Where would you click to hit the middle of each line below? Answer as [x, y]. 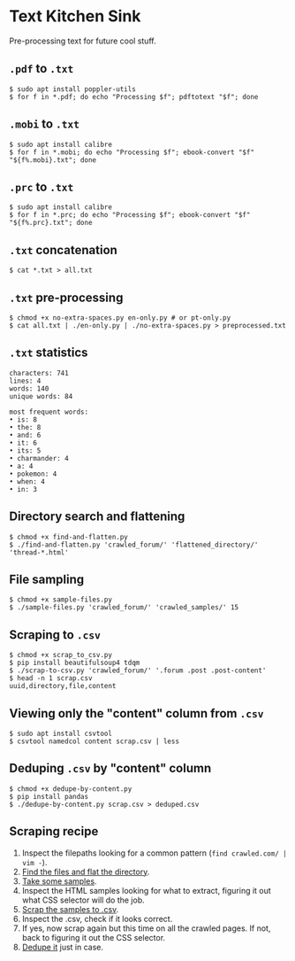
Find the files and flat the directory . [86, 872]
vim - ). [34, 862]
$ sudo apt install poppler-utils [73, 89]
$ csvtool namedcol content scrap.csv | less [94, 741]
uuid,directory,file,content [63, 686]
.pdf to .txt [42, 69]
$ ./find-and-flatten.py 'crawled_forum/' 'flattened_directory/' [134, 545]
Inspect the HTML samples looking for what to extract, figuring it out [146, 890]
